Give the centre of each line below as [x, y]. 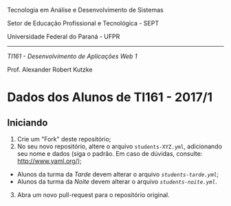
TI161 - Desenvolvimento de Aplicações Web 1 [72, 56]
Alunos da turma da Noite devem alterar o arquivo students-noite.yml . [117, 182]
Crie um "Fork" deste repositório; [64, 139]
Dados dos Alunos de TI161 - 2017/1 [110, 97]
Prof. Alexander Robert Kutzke [50, 69]
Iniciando [27, 123]
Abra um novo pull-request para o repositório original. [93, 195]
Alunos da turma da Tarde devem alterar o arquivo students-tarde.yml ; [118, 174]
